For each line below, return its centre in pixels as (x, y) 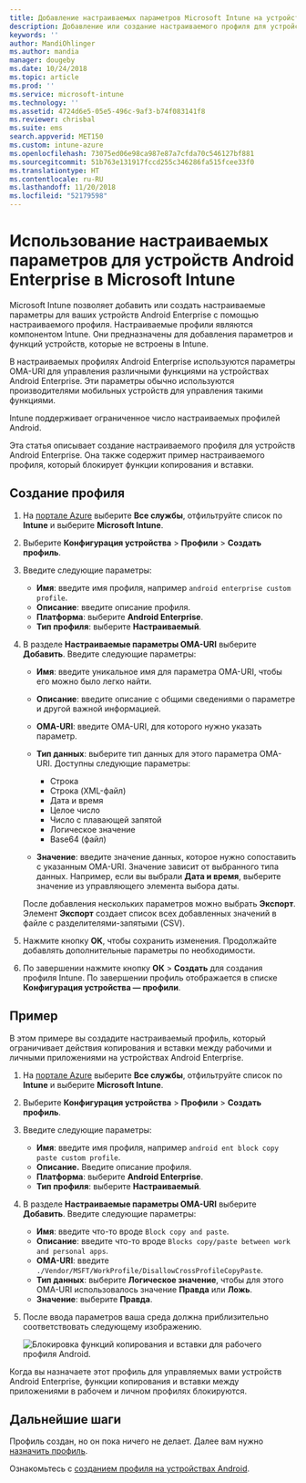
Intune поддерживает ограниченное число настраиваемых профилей (145, 418)
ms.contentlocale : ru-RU (56, 179)
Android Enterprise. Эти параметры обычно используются (122, 380)
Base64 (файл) (78, 839)
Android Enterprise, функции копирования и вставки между (124, 1381)
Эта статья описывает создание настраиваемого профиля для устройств (153, 445)
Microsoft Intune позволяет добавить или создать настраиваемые (138, 305)
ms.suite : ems (36, 129)
